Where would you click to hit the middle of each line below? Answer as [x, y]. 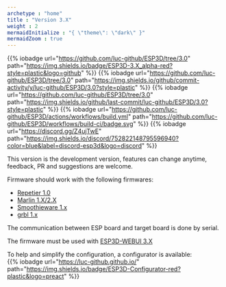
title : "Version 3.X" [39, 20]
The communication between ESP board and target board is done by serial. [113, 228]
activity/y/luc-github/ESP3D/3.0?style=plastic [71, 88]
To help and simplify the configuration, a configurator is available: [100, 255]
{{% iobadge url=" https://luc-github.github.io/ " [73, 262]
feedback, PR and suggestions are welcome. [70, 166]
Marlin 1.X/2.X [37, 200]
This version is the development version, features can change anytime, [107, 159]
